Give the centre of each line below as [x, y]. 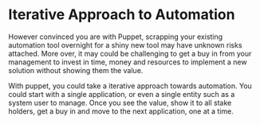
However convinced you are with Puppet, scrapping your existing [116, 37]
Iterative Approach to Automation [122, 15]
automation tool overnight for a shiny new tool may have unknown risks [125, 45]
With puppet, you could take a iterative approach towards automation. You [130, 86]
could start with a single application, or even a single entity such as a [122, 94]
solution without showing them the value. [76, 70]
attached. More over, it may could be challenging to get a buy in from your [130, 53]
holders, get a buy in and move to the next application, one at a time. [121, 111]
